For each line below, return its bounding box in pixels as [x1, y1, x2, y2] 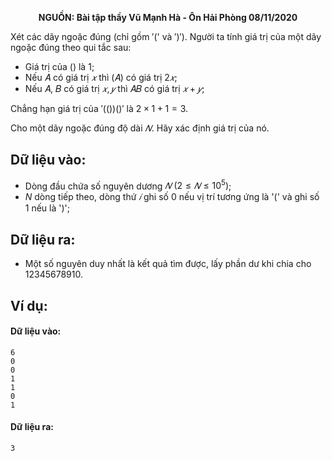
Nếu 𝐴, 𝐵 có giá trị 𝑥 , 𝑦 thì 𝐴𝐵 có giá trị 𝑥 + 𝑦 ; [24, 83, 205, 94]
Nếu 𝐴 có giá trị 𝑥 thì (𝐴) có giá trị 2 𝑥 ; [24, 72, 178, 83]
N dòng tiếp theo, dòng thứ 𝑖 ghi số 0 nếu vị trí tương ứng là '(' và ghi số [24, 191, 320, 203]
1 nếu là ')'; [24, 202, 71, 214]
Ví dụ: [10, 297, 48, 314]
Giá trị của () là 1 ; [24, 61, 95, 72]
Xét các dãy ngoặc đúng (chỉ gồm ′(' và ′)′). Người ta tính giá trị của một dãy [10, 31, 322, 42]
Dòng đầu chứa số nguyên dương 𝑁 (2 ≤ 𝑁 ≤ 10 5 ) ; [24, 178, 232, 192]
